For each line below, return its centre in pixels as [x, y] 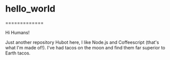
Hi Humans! [18, 32]
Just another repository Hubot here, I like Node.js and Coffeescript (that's [82, 42]
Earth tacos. [18, 53]
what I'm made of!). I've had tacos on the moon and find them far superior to [85, 47]
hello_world [30, 9]
